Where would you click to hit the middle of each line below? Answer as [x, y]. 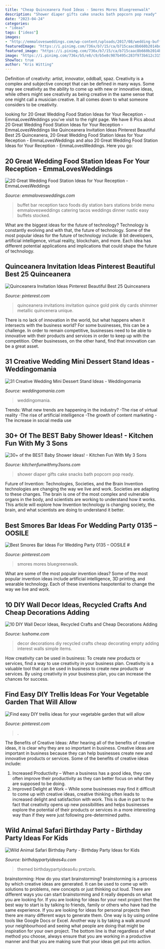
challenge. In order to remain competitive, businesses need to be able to [78, 330]
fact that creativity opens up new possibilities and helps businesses [81, 804]
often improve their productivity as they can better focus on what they [83, 778]
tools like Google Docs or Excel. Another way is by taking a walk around [78, 920]
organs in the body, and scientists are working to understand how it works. [81, 500]
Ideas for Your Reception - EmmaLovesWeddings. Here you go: [69, 146]
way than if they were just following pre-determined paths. [71, 815]
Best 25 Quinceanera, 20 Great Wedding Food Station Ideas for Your [74, 135]
